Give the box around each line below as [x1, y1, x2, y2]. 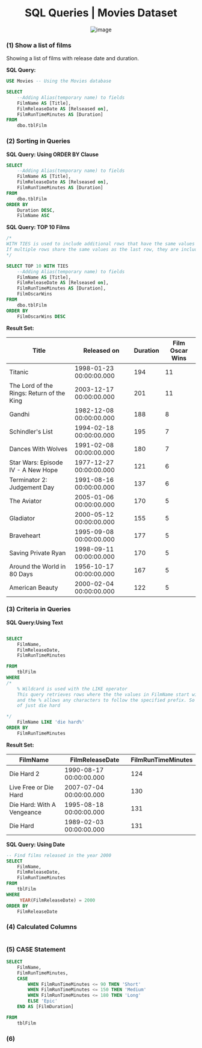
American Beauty [9, 583, 58, 592]
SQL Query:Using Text [6, 619, 63, 626]
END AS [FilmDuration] [17, 1004, 74, 1010]
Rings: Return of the [9, 389, 66, 397]
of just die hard [17, 702, 61, 709]
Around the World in [9, 562, 66, 570]
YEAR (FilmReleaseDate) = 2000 [19, 897, 96, 903]
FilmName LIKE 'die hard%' [17, 719, 85, 725]
